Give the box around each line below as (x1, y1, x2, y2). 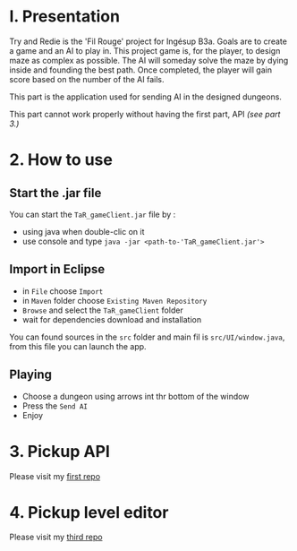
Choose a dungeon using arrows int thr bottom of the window (21, 391, 250, 401)
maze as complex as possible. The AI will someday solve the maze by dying (9, 55, 289, 65)
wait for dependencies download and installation (21, 314, 202, 324)
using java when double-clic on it (21, 226, 145, 237)
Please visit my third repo (9, 531, 103, 543)
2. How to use (9, 150, 114, 170)
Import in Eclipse (9, 262, 106, 277)
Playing (9, 367, 52, 383)
